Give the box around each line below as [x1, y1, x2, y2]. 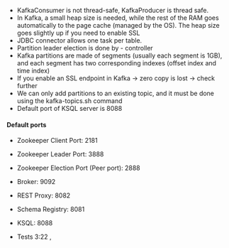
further [16, 82, 38, 90]
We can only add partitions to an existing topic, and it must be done [16, 89, 214, 97]
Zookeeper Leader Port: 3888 [16, 150, 104, 158]
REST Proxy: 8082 [16, 191, 71, 200]
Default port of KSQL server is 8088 [16, 104, 123, 112]
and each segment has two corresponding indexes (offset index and [16, 59, 217, 67]
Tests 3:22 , [16, 232, 52, 241]
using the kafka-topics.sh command [16, 97, 123, 105]
